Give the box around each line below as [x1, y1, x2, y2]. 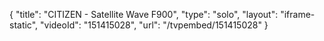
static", [9, 19, 39, 31]
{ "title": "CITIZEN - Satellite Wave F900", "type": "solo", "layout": [9, 9, 279, 20]
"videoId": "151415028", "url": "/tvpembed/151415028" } [40, 19, 269, 31]
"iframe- [280, 9, 316, 20]
